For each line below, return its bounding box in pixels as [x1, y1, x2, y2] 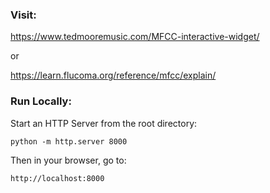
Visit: [10, 8, 37, 22]
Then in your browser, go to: [10, 154, 127, 166]
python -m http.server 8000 [10, 136, 128, 147]
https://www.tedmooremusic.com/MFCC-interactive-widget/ [10, 31, 260, 43]
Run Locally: [10, 94, 72, 108]
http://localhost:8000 [10, 173, 105, 183]
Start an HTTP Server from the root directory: [10, 117, 198, 129]
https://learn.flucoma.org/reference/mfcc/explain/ [10, 69, 217, 82]
